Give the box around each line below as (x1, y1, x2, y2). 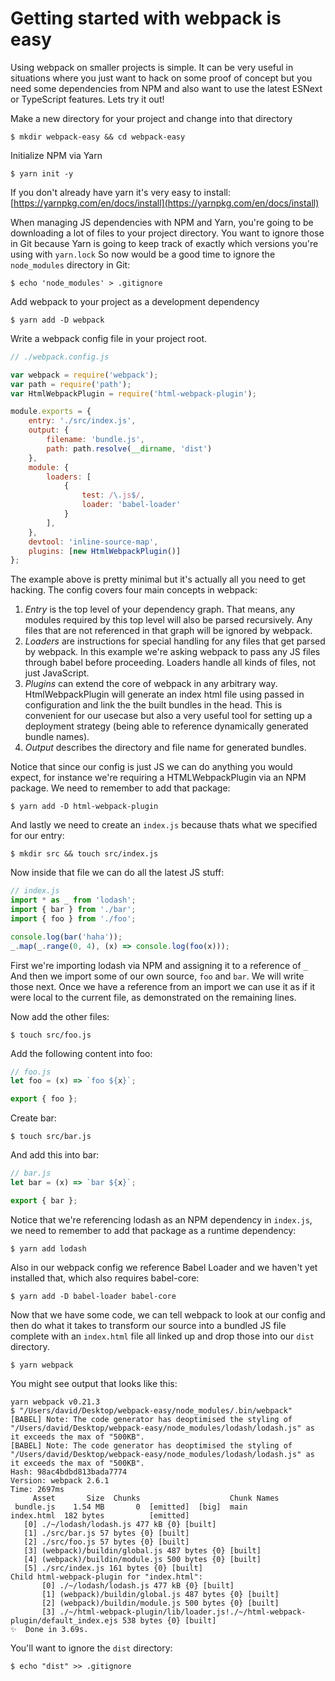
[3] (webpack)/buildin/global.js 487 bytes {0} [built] (23, 1545, 262, 1556)
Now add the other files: (10, 1010, 110, 1022)
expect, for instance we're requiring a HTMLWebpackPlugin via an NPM (10, 772, 307, 784)
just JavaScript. (24, 667, 90, 679)
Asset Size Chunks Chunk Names (32, 1493, 280, 1503)
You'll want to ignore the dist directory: (10, 1642, 173, 1654)
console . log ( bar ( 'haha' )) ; (10, 932, 123, 942)
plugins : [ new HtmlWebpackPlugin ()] (28, 546, 182, 556)
